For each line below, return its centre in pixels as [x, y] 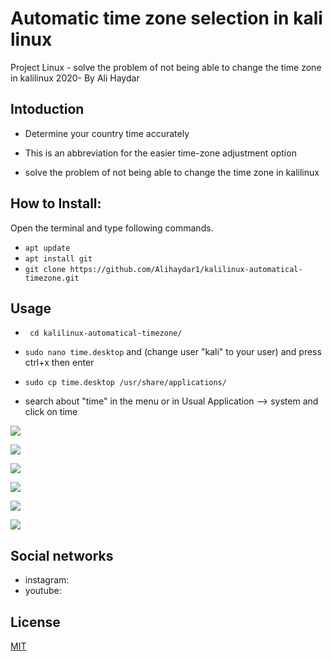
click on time [51, 412]
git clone [45, 269]
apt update [47, 248]
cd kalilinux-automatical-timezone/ [106, 333]
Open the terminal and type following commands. [112, 228]
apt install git [58, 258]
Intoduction [47, 109]
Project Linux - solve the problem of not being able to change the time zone [166, 67]
